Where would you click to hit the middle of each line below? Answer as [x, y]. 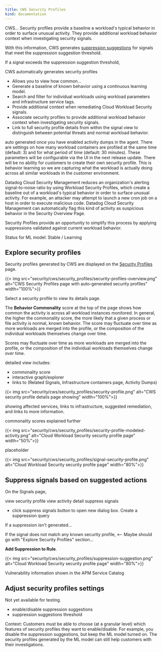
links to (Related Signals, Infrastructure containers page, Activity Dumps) [84, 383]
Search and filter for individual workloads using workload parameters [81, 96]
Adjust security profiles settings [55, 588]
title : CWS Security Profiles [36, 9]
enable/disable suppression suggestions [52, 609]
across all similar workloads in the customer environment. [62, 173]
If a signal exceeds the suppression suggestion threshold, [62, 62]
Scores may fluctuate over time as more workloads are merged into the [76, 343]
